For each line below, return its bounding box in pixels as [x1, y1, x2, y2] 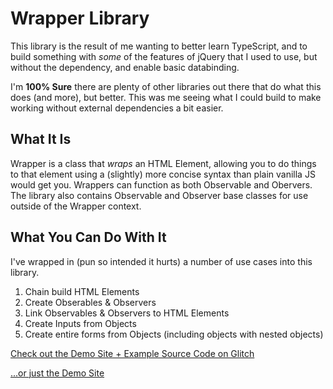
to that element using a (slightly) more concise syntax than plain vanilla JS [10, 168, 316, 180]
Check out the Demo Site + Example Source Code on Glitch [10, 347, 255, 359]
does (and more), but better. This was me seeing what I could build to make [10, 91, 322, 103]
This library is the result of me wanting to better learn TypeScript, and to [10, 40, 308, 52]
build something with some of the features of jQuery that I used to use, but [10, 50, 318, 62]
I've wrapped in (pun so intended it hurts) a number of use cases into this [10, 255, 313, 267]
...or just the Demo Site [10, 367, 105, 379]
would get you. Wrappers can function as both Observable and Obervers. [10, 178, 313, 191]
